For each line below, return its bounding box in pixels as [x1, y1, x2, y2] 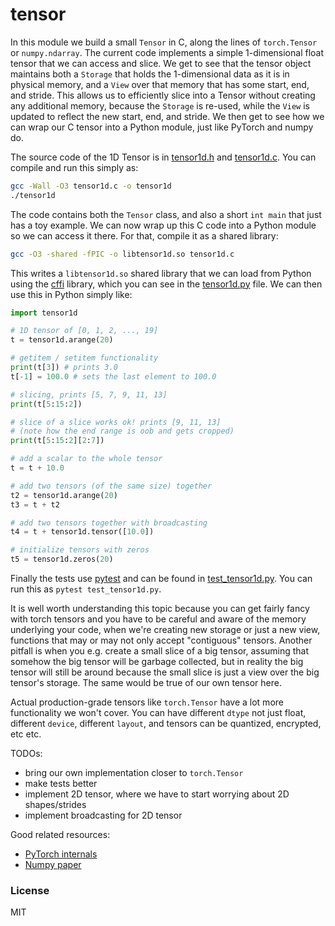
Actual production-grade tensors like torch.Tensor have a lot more [10, 696, 284, 708]
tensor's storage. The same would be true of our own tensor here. [10, 677, 282, 689]
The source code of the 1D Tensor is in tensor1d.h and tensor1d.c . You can [10, 151, 317, 163]
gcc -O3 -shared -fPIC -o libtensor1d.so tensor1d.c [10, 249, 235, 259]
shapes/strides [24, 799, 87, 811]
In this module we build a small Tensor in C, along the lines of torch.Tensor [10, 36, 318, 48]
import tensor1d [10, 308, 78, 318]
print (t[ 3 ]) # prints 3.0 [10, 363, 118, 373]
